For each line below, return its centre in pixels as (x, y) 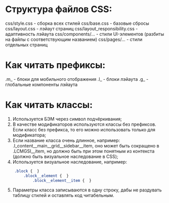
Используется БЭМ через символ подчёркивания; (67, 119)
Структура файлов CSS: (59, 9)
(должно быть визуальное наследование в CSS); (65, 156)
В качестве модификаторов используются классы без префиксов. (84, 124)
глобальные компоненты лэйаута (41, 84)
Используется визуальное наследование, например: (70, 162)
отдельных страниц (27, 44)
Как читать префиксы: (55, 65)
